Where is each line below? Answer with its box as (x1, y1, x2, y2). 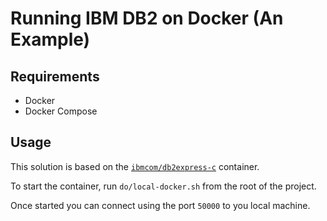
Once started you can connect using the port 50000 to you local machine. (10, 199, 311, 211)
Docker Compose (24, 105, 98, 117)
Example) (10, 28, 91, 51)
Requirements (10, 68, 100, 85)
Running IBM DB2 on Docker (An (10, 7, 284, 30)
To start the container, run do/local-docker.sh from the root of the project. (10, 180, 317, 192)
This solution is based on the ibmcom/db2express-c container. (10, 160, 260, 172)
